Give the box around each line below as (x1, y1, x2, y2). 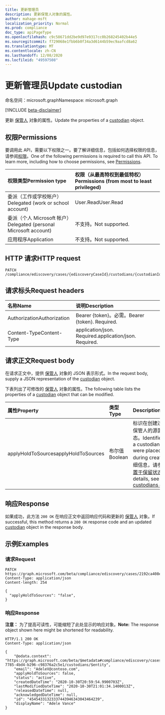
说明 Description (76, 302, 114, 309)
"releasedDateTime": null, (14, 688, 69, 693)
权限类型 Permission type (7, 177, 67, 184)
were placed (133, 447, 162, 454)
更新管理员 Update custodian (5, 80, 123, 91)
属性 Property (7, 407, 39, 414)
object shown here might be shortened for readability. (5, 627, 114, 633)
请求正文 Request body (5, 357, 75, 365)
